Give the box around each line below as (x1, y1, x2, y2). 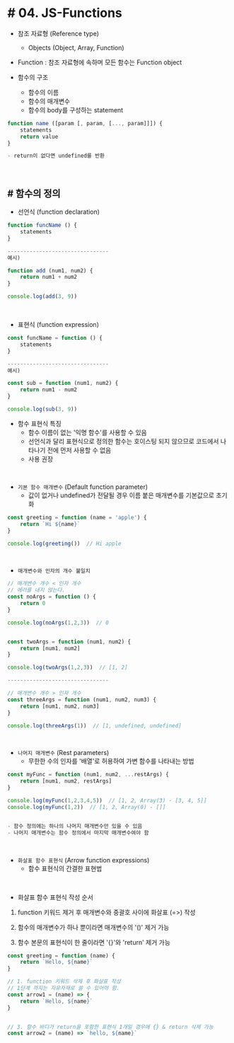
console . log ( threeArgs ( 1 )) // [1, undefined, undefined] (7, 722, 182, 730)
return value (20, 133, 59, 140)
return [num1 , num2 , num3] (20, 703, 100, 710)
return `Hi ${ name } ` (20, 520, 81, 528)
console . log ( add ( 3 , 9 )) (7, 293, 78, 300)
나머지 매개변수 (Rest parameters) (17, 749, 110, 757)
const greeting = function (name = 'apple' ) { (7, 514, 147, 521)
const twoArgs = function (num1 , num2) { (7, 638, 131, 645)
